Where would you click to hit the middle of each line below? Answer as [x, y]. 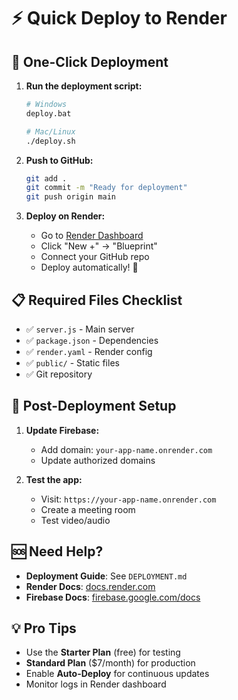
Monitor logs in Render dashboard [96, 684]
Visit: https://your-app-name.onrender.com [128, 499]
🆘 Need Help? [57, 551]
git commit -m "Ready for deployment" [106, 188]
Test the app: [54, 479]
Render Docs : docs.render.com [90, 586]
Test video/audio [75, 520]
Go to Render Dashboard [92, 236]
